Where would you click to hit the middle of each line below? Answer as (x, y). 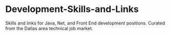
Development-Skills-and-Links (72, 9)
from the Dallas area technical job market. (49, 28)
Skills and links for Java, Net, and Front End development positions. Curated (85, 23)
